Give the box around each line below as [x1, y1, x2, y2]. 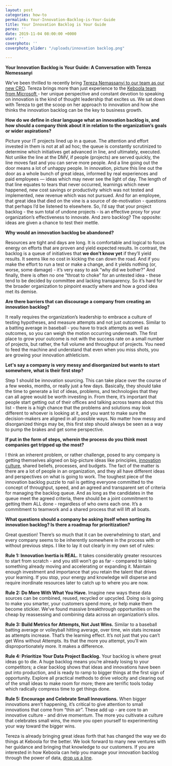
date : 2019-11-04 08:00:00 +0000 [5, 31, 77, 36]
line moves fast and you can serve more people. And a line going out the [5, 160, 158, 166]
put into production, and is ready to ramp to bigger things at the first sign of [5, 669, 165, 675]
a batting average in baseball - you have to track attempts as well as [5, 324, 149, 331]
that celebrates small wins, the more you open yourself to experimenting [5, 717, 158, 723]
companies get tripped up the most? [5, 442, 84, 448]
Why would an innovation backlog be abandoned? [5, 229, 114, 235]
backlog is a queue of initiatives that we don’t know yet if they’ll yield [5, 250, 152, 257]
